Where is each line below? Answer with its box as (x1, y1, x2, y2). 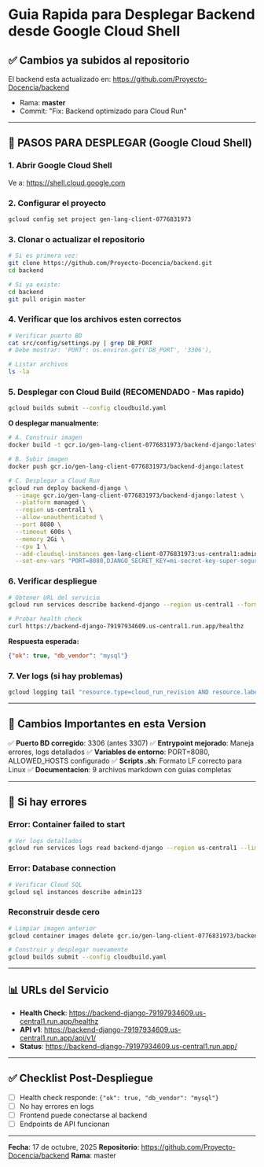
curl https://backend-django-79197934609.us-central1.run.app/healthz (8, 623, 244, 631)
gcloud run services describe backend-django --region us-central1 (8, 601, 234, 609)
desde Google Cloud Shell (8, 22, 181, 40)
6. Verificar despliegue (8, 576, 97, 587)
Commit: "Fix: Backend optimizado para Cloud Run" (19, 106, 187, 116)
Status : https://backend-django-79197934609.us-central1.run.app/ (19, 1042, 237, 1051)
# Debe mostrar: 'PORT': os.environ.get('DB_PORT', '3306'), (8, 346, 213, 355)
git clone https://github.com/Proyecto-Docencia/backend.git (8, 260, 213, 267)
